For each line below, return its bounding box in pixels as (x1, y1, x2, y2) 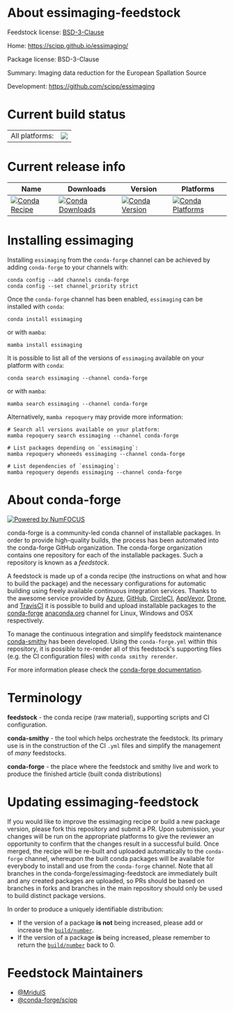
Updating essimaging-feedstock (7, 794, 199, 810)
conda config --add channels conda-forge (7, 276, 130, 283)
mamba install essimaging (7, 341, 82, 348)
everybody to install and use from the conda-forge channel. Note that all (7, 862, 213, 870)
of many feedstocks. (7, 749, 67, 757)
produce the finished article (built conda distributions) (7, 770, 162, 778)
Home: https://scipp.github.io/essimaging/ (7, 41, 129, 50)
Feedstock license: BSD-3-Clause (7, 28, 104, 36)
